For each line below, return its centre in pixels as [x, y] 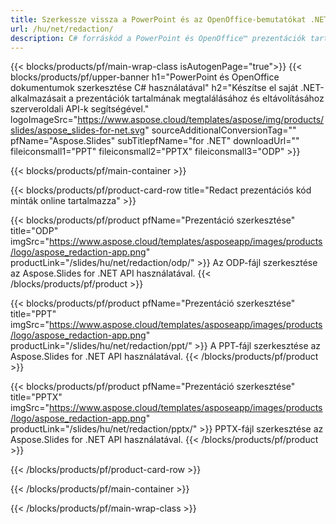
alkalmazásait [38, 98]
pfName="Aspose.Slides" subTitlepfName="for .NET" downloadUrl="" [155, 141]
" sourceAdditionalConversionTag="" [220, 130]
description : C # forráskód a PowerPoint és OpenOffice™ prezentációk [158, 38]
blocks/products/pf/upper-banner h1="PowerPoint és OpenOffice [145, 77]
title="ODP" [34, 231]
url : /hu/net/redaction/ [62, 29]
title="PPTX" [36, 397]
